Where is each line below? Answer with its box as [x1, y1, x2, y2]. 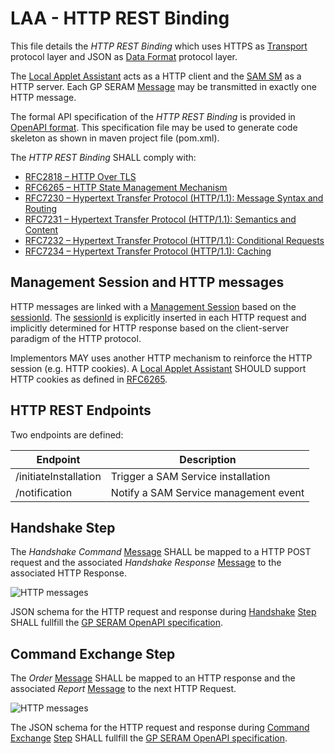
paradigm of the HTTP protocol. [10, 332, 142, 344]
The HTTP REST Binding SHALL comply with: [10, 151, 197, 163]
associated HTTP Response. [10, 567, 127, 579]
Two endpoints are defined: [10, 428, 124, 441]
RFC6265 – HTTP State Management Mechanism [24, 181, 228, 193]
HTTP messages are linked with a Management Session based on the [10, 300, 297, 312]
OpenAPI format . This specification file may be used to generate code [10, 121, 298, 133]
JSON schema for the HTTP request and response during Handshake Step [10, 606, 317, 618]
